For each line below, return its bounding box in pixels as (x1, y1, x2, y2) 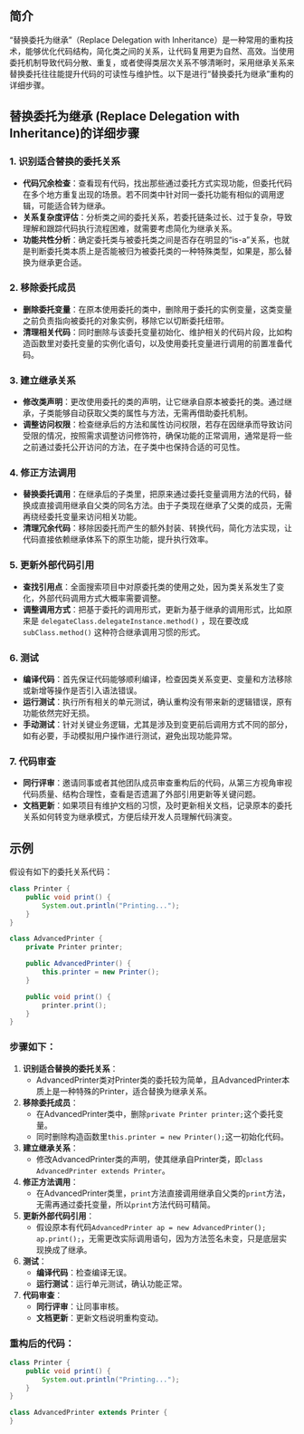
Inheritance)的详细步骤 (9, 126, 140, 141)
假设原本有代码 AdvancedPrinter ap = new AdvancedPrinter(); (35, 1221, 267, 1232)
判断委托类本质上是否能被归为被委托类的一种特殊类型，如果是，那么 (30, 245, 285, 256)
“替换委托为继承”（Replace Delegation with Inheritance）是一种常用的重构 (9, 34, 286, 45)
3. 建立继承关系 (9, 374, 77, 387)
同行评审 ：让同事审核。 (35, 1301, 124, 1312)
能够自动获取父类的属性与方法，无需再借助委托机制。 (53, 408, 253, 419)
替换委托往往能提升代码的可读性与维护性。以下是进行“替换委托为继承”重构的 (9, 68, 294, 79)
